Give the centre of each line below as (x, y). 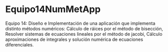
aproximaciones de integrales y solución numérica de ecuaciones (74, 39)
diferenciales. (20, 44)
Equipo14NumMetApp (53, 9)
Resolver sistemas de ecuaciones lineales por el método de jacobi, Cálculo (84, 34)
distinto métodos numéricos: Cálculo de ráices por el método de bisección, (84, 28)
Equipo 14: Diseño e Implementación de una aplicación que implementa (80, 23)
